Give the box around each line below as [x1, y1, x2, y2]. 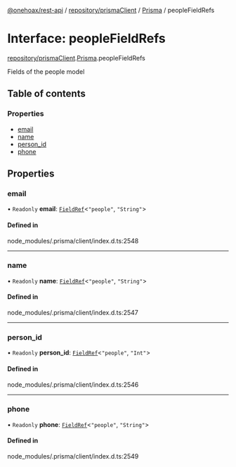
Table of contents [7, 88, 86, 100]
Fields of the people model [7, 67, 85, 76]
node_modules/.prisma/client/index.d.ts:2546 [7, 380, 139, 389]
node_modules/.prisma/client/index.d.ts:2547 [7, 309, 139, 317]
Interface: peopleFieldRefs [7, 31, 166, 46]
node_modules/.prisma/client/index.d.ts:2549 [7, 452, 139, 461]
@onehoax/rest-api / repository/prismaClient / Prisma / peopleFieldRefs [7, 6, 215, 14]
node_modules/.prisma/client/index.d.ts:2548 [7, 236, 139, 245]
